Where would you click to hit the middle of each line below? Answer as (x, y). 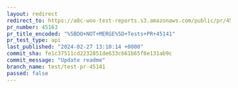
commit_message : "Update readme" (56, 60)
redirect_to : (26, 21)
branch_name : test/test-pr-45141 (56, 67)
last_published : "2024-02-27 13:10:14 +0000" (75, 47)
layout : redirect (32, 14)
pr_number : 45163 (32, 27)
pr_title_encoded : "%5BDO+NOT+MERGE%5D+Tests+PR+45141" (91, 34)
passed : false (28, 73)
